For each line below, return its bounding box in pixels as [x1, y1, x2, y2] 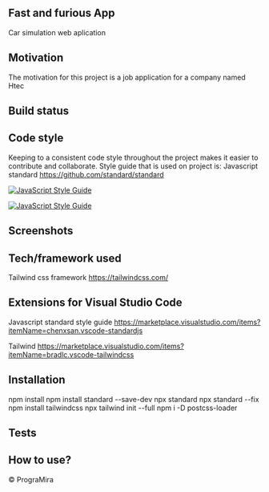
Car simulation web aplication [8, 27, 106, 37]
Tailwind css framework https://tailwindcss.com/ [8, 273, 169, 283]
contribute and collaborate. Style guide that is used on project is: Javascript [8, 161, 259, 171]
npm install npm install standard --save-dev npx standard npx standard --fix [8, 394, 259, 404]
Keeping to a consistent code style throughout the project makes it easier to [8, 152, 259, 162]
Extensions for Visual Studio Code [8, 296, 183, 310]
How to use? [8, 453, 72, 467]
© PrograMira [8, 474, 54, 484]
